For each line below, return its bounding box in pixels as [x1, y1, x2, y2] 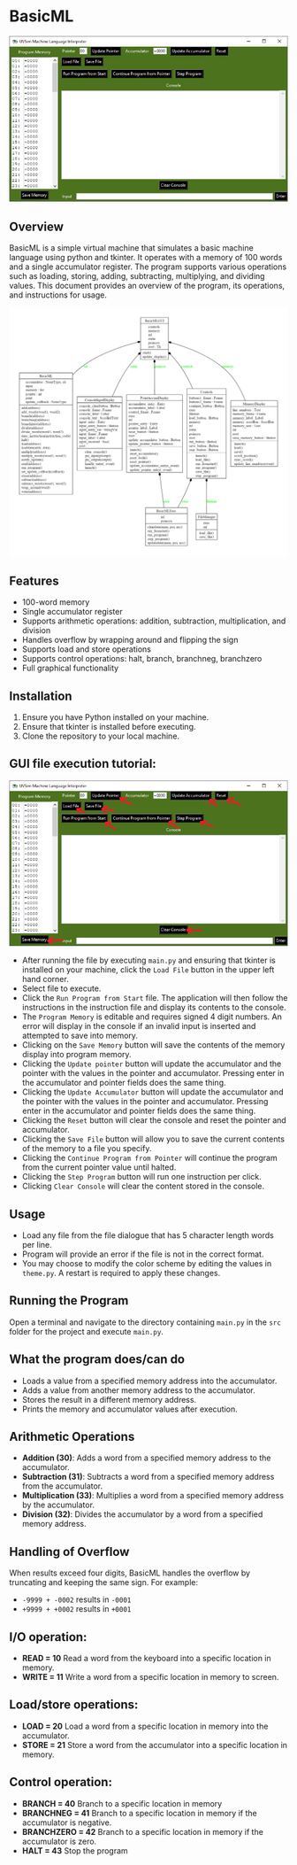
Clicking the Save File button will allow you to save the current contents [21, 1134, 286, 1144]
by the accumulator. [21, 1499, 95, 1511]
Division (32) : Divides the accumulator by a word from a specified [21, 1509, 263, 1520]
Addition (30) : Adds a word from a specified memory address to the [21, 1452, 271, 1463]
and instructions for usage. [9, 290, 108, 300]
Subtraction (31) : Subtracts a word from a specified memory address [21, 1472, 275, 1482]
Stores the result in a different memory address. [21, 1394, 197, 1405]
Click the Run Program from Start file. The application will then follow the [21, 993, 288, 1003]
